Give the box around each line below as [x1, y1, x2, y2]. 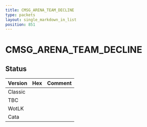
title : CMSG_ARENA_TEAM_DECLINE [5, 7, 74, 13]
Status [5, 64, 27, 73]
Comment [47, 80, 72, 87]
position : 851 [5, 22, 36, 27]
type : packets [5, 12, 36, 17]
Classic [8, 88, 26, 96]
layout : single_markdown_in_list [5, 17, 77, 22]
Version [8, 80, 28, 87]
